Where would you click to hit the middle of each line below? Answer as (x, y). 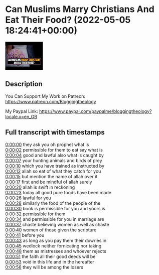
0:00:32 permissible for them (35, 214)
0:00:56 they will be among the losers (44, 267)
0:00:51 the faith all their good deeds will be (50, 256)
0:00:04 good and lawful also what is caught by (55, 155)
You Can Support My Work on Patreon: (45, 96)
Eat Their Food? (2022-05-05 (68, 20)
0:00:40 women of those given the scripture (51, 230)
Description (24, 84)
